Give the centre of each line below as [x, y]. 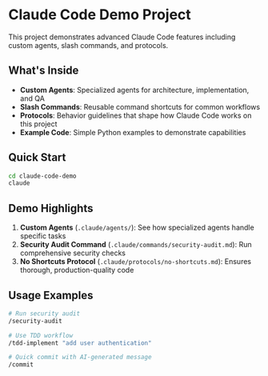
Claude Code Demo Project [100, 15]
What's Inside [44, 71]
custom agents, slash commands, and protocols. [88, 45]
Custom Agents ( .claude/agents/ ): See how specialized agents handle [137, 228]
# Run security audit [44, 314]
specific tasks [43, 236]
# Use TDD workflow [41, 335]
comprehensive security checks [73, 253]
